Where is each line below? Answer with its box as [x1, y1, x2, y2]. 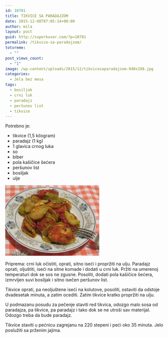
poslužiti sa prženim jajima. [5, 327, 61, 333]
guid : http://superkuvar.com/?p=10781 [5, 35, 86, 40]
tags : [5, 82, 17, 87]
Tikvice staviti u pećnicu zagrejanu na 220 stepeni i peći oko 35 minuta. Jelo [5, 322, 163, 328]
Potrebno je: [5, 123, 31, 129]
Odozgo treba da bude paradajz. [5, 312, 73, 318]
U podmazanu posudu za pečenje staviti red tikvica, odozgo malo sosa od [5, 301, 158, 308]
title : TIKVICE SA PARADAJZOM [5, 13, 69, 19]
